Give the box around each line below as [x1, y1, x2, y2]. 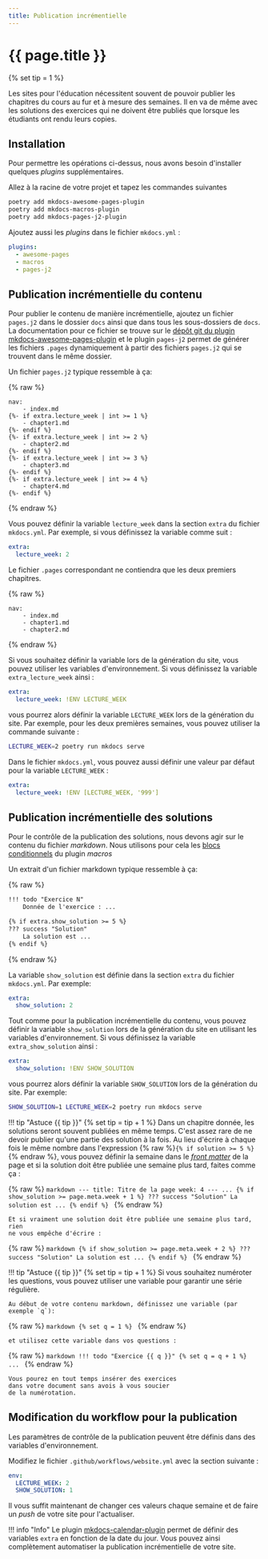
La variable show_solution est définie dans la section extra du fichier [8, 970, 234, 980]
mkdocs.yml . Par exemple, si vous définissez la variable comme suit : [8, 527, 233, 538]
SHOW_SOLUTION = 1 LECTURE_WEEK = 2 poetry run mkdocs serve [8, 1103, 202, 1111]
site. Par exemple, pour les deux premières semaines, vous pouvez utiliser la [8, 718, 261, 728]
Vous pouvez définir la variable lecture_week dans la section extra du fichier [8, 519, 260, 529]
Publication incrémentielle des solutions [8, 810, 214, 824]
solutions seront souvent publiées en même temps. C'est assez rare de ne [8, 1126, 253, 1135]
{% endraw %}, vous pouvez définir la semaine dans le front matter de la [8, 1151, 249, 1161]
